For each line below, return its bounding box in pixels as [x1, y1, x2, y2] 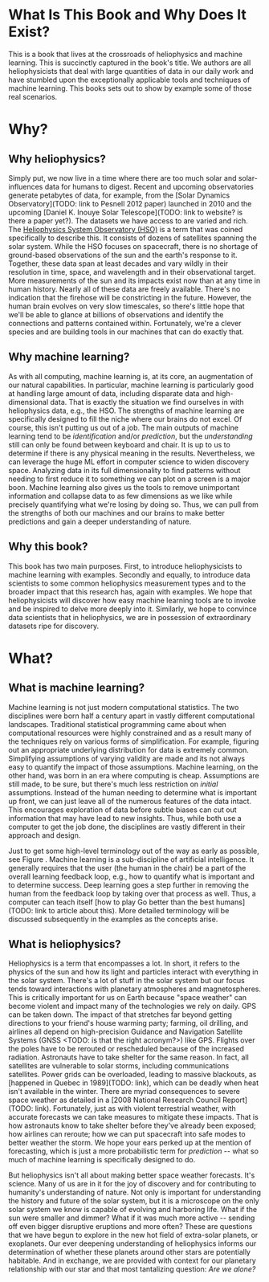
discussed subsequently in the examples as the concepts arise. [8, 914, 218, 924]
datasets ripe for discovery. [8, 621, 100, 631]
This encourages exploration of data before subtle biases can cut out [8, 805, 237, 815]
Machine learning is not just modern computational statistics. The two [8, 702, 239, 712]
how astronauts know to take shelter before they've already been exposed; [8, 1121, 257, 1130]
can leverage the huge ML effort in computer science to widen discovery [8, 456, 250, 467]
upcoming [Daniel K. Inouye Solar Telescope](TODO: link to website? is [8, 207, 243, 217]
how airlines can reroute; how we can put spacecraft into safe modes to [8, 1129, 247, 1139]
